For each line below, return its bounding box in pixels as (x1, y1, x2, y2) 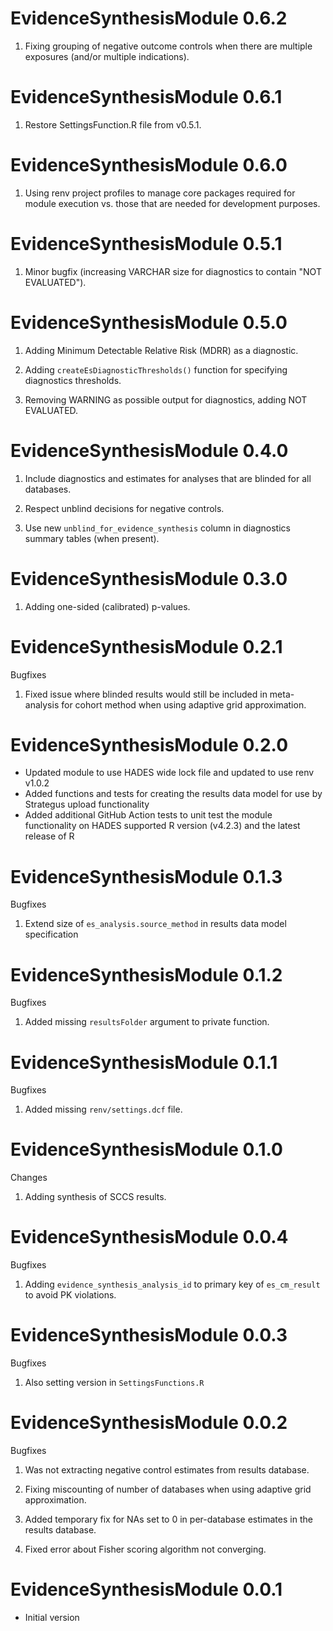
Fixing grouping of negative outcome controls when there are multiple (24, 40, 313, 52)
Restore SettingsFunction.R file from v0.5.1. (24, 118, 202, 131)
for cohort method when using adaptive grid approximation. (61, 698, 307, 711)
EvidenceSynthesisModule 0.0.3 (10, 1324, 288, 1347)
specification (24, 928, 79, 941)
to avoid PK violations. (24, 1289, 117, 1301)
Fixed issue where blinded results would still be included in (24, 688, 268, 700)
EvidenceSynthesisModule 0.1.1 (10, 1051, 278, 1074)
